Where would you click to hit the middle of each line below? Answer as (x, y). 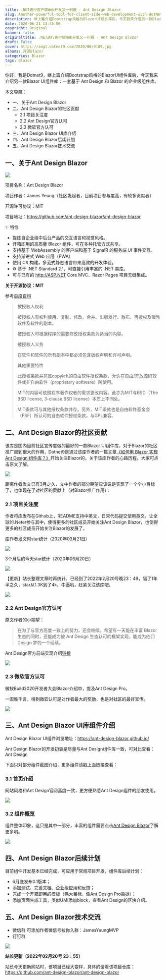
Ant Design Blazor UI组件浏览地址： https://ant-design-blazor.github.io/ (77, 738)
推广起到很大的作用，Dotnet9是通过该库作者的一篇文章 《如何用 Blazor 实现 (82, 452)
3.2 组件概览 (20, 813)
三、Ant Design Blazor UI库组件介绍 (60, 725)
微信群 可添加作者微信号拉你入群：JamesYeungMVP (65, 930)
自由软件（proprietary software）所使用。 (73, 382)
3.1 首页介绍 (19, 779)
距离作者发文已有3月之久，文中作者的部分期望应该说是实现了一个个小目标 (80, 484)
